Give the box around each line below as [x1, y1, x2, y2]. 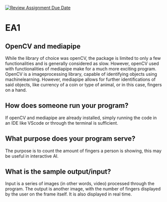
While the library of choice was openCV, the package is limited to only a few [5, 55, 161, 61]
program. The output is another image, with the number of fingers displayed [5, 186, 161, 192]
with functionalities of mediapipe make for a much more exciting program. [5, 66, 157, 72]
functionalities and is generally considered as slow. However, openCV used [5, 60, 159, 66]
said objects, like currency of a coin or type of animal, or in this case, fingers [5, 82, 162, 87]
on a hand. [5, 87, 27, 93]
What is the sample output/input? [5, 168, 111, 176]
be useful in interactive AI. [5, 153, 59, 159]
